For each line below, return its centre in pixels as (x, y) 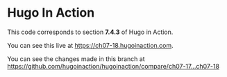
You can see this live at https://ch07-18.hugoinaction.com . (90, 45)
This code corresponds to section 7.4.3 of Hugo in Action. (90, 32)
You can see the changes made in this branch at (76, 59)
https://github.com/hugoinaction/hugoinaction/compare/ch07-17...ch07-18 (113, 66)
